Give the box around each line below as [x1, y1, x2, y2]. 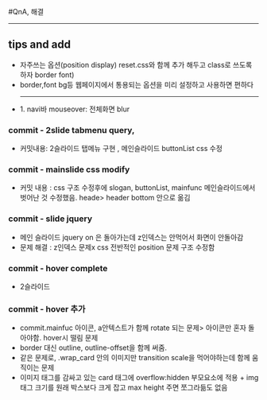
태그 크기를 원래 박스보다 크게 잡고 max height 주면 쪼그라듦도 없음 [19, 383, 228, 392]
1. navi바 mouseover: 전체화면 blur [19, 104, 130, 114]
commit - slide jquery [8, 213, 93, 224]
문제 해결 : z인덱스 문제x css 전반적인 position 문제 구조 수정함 [19, 242, 215, 252]
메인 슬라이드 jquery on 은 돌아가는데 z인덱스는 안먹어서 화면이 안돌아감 [19, 232, 244, 242]
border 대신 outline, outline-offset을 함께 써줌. [19, 343, 168, 352]
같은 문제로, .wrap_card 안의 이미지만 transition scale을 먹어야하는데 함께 [19, 353, 250, 363]
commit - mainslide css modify [8, 164, 130, 175]
